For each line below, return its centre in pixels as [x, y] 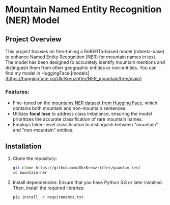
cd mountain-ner [30, 172]
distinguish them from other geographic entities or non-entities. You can [81, 68]
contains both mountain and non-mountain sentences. [69, 108]
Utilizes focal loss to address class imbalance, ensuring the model [82, 114]
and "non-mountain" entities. [43, 130]
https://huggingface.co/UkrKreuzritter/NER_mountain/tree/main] [74, 78]
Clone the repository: [35, 158]
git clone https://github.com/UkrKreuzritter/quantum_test [77, 168]
